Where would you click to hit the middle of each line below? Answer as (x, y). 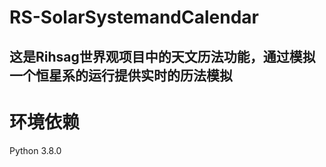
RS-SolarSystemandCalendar (134, 17)
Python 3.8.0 (35, 150)
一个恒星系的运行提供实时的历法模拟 (121, 75)
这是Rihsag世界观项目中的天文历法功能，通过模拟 (162, 56)
